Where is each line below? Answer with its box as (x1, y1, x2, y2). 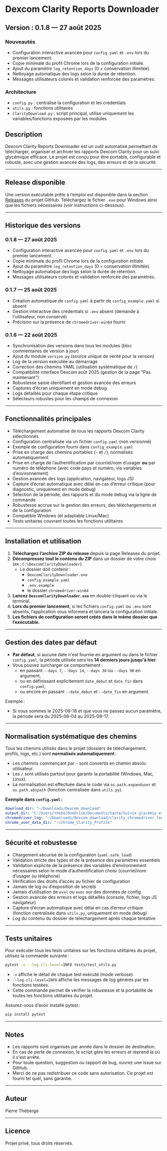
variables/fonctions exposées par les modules (12, 116, 107, 122)
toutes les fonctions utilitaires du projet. (12, 993, 93, 999)
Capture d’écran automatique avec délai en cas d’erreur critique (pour (12, 481, 156, 487)
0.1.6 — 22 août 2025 (5, 331, 58, 338)
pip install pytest (5, 1012, 46, 1017)
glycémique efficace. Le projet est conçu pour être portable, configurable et (5, 153, 161, 160)
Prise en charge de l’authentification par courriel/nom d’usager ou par (12, 459, 156, 465)
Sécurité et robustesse (5, 839, 78, 847)
